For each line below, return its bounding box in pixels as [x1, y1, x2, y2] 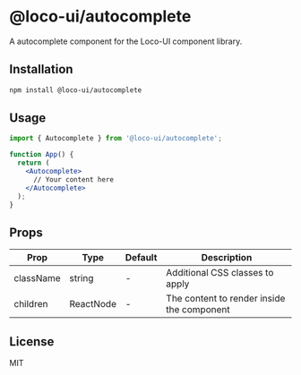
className [13, 272, 61, 285]
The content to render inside [165, 293, 286, 305]
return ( [17, 158, 50, 167]
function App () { [9, 150, 74, 159]
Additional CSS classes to [165, 267, 274, 279]
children [13, 298, 48, 311]
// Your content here [32, 175, 115, 184]
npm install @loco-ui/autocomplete [9, 85, 142, 95]
